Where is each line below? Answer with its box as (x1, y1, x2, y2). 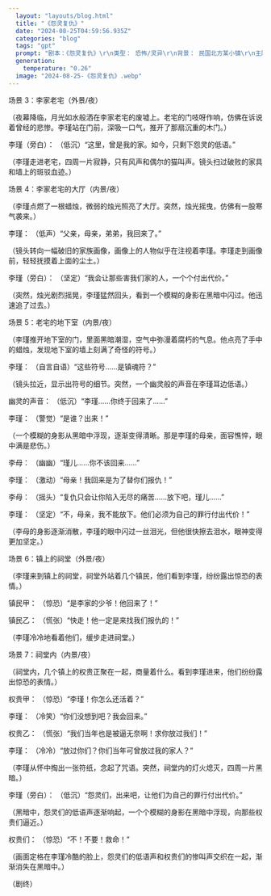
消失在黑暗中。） (15, 861, 69, 871)
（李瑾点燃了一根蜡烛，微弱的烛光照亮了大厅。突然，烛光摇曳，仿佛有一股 (8, 201, 256, 211)
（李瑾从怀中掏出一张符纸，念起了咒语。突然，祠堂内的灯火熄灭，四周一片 (8, 763, 256, 772)
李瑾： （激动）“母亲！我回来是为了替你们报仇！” (8, 474, 173, 485)
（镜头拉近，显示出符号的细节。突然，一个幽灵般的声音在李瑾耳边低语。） (8, 379, 252, 389)
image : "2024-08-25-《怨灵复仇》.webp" (15, 72, 143, 80)
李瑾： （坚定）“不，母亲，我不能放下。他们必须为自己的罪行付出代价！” (8, 509, 250, 519)
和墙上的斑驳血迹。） (8, 166, 76, 176)
